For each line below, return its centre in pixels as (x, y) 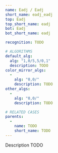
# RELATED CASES (22, 112)
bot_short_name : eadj (28, 33)
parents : (14, 117)
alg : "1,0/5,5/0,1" (30, 61)
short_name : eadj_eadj (29, 15)
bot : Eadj (16, 29)
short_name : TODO (33, 131)
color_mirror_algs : (26, 70)
